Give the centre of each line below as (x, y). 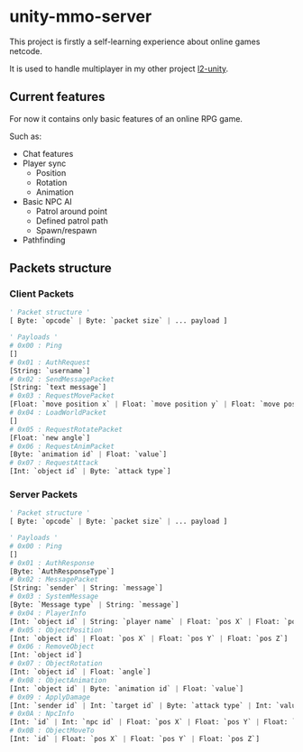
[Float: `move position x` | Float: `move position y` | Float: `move (145, 404)
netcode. (26, 50)
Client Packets (42, 294)
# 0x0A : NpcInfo (42, 714)
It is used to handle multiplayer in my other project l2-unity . (119, 69)
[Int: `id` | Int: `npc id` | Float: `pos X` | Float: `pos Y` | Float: (149, 722)
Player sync (44, 163)
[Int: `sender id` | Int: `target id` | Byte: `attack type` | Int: (141, 705)
